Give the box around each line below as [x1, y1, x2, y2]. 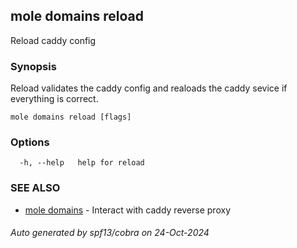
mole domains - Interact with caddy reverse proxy [24, 204, 231, 216]
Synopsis [10, 59, 57, 73]
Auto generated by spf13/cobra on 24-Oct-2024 [10, 227, 210, 239]
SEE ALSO [10, 181, 61, 195]
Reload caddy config [10, 34, 97, 46]
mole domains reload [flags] [10, 112, 132, 123]
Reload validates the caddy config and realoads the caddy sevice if [10, 82, 288, 94]
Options [10, 135, 50, 149]
